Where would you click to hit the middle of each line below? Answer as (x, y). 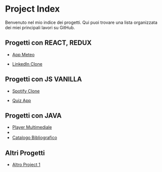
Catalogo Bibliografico (35, 138)
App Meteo (23, 54)
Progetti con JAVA (33, 115)
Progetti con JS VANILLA (43, 79)
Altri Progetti (25, 153)
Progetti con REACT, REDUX (48, 43)
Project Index (32, 9)
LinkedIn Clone (27, 64)
